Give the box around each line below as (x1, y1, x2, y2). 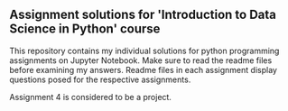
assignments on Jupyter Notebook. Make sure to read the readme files (9, 54, 273, 66)
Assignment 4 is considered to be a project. (9, 91, 172, 102)
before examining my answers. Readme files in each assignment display (9, 64, 278, 75)
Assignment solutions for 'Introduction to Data (9, 7, 277, 23)
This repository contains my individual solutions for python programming (9, 45, 280, 56)
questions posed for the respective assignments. (9, 74, 191, 85)
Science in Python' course (9, 22, 161, 37)
